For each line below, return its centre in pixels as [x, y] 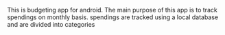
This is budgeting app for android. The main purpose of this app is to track [112, 10]
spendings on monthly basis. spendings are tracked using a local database [113, 17]
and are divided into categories [51, 24]
